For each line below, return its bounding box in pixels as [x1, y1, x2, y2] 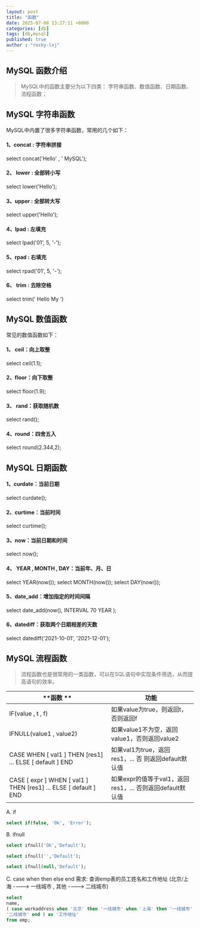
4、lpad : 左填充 [6, 225, 46, 233]
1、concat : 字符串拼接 [6, 141, 62, 148]
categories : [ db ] [6, 25, 49, 32]
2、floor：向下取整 [6, 374, 54, 381]
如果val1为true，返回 [111, 745, 171, 754]
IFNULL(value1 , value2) [9, 729, 78, 738]
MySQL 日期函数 [6, 463, 67, 473]
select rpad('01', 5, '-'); [6, 267, 62, 274]
